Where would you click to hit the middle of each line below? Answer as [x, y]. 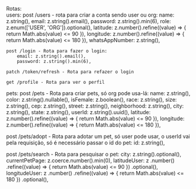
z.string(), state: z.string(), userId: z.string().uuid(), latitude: [78, 112]
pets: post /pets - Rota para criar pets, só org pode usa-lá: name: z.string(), [98, 93]
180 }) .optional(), [27, 179]
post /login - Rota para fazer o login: [57, 51]
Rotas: [14, 9]
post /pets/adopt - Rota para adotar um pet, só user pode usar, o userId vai [98, 136]
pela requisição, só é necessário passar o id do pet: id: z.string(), [86, 143]
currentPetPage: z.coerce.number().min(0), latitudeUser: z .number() [91, 160]
